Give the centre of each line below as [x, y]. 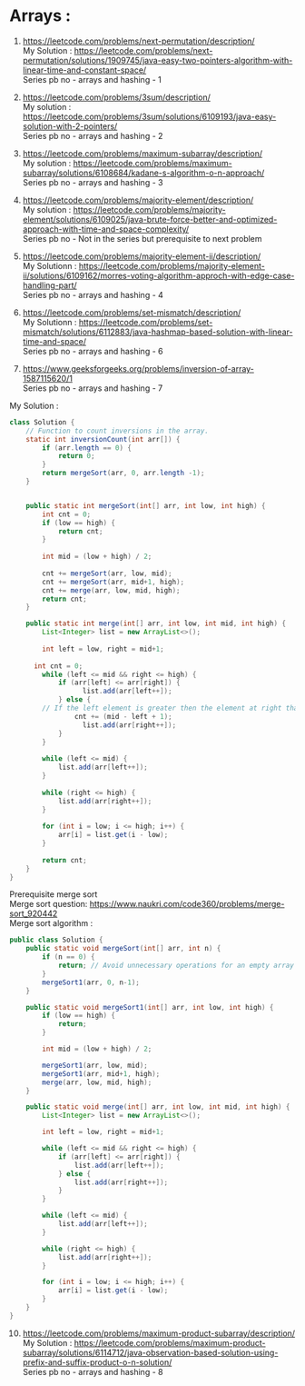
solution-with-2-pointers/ [70, 126]
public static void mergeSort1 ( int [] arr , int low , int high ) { [150, 1007]
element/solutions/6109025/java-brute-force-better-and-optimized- [150, 219]
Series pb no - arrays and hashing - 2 [93, 135]
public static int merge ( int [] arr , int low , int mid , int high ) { [156, 623]
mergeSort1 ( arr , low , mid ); [95, 1065]
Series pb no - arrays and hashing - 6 [93, 351]
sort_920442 [34, 913]
